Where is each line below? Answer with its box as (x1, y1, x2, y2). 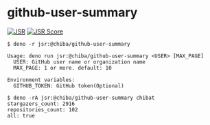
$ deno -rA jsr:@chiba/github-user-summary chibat (7, 94, 155, 101)
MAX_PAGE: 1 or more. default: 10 (13, 64, 112, 71)
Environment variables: (7, 77, 75, 83)
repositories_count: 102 (7, 106, 78, 113)
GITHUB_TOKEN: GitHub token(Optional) (13, 82, 125, 89)
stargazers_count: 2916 (7, 100, 75, 107)
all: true (7, 112, 36, 119)
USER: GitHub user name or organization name (13, 58, 146, 66)
